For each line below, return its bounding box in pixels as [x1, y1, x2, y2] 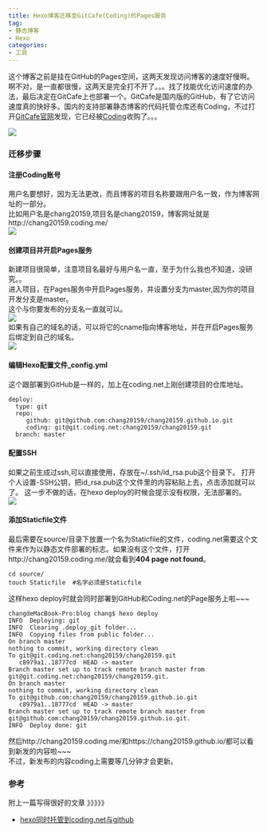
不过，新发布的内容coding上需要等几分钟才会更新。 [8, 756, 178, 766]
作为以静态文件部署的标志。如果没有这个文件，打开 [22, 544, 190, 553]
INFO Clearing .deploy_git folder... [8, 624, 137, 632]
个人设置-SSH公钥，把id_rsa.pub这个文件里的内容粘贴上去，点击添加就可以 [8, 477, 256, 487]
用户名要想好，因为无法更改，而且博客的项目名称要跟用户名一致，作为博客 [8, 189, 253, 199]
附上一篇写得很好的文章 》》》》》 [8, 798, 108, 807]
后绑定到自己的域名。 [8, 332, 78, 342]
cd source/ [8, 570, 45, 578]
